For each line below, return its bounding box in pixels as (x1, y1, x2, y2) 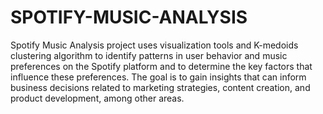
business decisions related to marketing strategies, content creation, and (10, 81, 311, 93)
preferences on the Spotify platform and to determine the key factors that (10, 60, 313, 72)
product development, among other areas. (10, 92, 185, 104)
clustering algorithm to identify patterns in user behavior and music (10, 49, 288, 61)
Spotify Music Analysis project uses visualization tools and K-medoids (10, 39, 299, 51)
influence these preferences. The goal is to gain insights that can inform (10, 71, 307, 83)
